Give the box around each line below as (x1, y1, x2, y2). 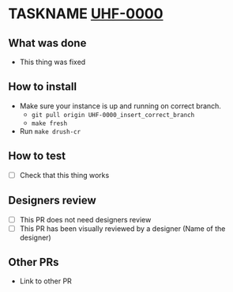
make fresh (31, 119, 68, 127)
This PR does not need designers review (19, 214, 152, 224)
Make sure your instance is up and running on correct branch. (19, 100, 221, 111)
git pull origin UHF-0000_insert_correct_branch (31, 111, 195, 119)
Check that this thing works (19, 170, 110, 180)
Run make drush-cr (19, 126, 81, 135)
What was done (8, 36, 87, 50)
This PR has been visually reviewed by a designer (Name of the (19, 223, 226, 233)
